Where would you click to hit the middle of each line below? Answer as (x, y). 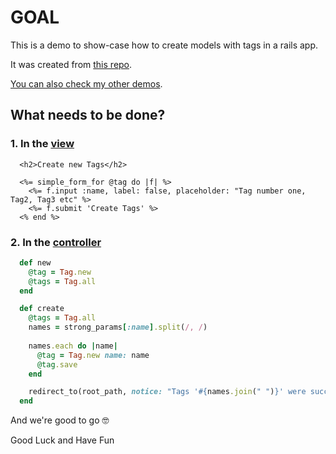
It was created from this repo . (71, 64)
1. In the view (42, 144)
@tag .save (57, 364)
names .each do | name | (73, 346)
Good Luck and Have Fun (62, 440)
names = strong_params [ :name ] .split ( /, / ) (118, 327)
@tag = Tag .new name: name (93, 355)
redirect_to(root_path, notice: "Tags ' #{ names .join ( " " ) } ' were (167, 392)
